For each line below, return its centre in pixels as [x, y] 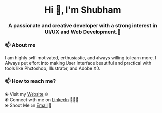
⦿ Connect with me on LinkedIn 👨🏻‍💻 [42, 99]
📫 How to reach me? [31, 81]
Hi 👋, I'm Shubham [83, 10]
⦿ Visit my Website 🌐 [27, 94]
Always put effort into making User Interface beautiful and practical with [78, 63]
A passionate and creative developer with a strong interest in [83, 26]
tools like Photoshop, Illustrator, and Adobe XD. [53, 68]
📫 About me [20, 45]
